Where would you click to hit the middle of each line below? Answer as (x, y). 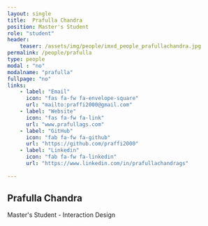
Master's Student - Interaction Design (61, 215)
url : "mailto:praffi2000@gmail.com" (79, 105)
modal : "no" (26, 66)
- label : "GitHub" (46, 131)
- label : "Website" (48, 111)
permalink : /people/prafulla (50, 53)
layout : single (29, 14)
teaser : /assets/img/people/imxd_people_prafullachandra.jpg (110, 46)
